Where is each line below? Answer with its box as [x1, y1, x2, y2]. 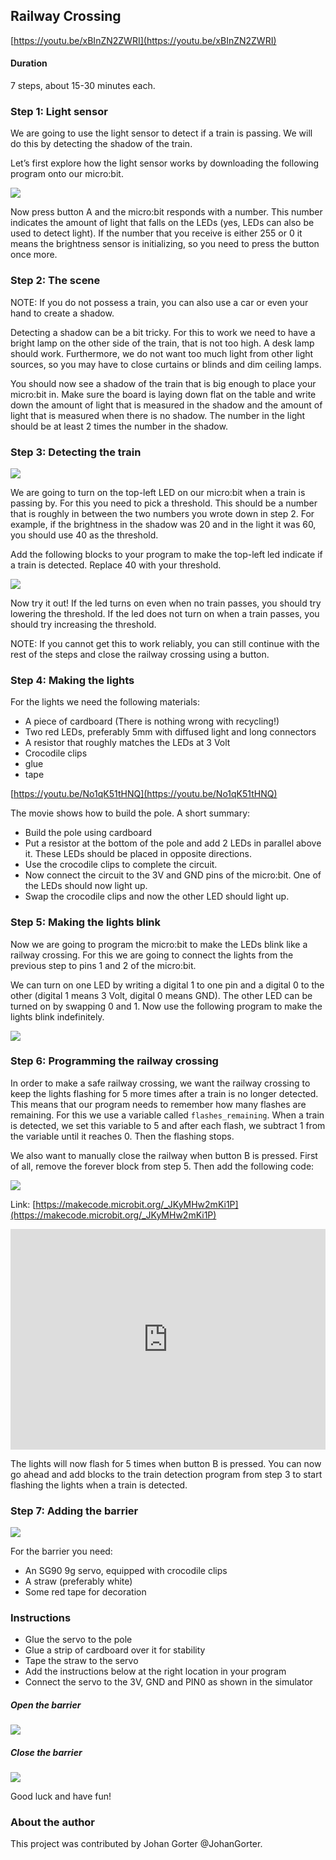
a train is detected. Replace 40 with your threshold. [10, 559, 222, 571]
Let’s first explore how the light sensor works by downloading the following [10, 157, 319, 169]
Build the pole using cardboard [24, 827, 152, 839]
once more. [10, 249, 58, 261]
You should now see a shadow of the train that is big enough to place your [10, 377, 317, 389]
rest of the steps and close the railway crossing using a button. [10, 648, 270, 660]
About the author [10, 1815, 96, 1829]
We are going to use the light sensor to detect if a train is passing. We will [10, 127, 313, 139]
